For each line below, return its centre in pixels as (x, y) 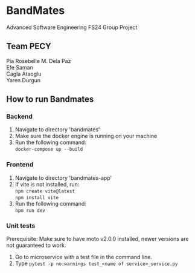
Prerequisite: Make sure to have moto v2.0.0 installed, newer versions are (97, 239)
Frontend (20, 165)
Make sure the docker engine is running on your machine (86, 136)
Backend (20, 117)
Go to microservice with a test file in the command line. (84, 257)
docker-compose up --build (49, 150)
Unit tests (21, 226)
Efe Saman (20, 67)
